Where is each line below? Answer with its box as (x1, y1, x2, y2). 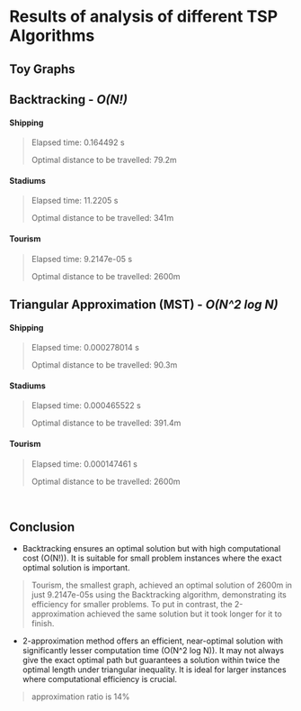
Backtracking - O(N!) (9, 92, 128, 107)
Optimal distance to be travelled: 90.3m (31, 360, 178, 370)
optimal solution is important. (22, 562, 130, 573)
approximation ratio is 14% (31, 691, 130, 702)
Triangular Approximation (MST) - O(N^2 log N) (9, 296, 279, 312)
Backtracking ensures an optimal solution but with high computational (22, 543, 281, 554)
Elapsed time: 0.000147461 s (31, 458, 137, 469)
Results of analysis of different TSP (9, 6, 279, 27)
